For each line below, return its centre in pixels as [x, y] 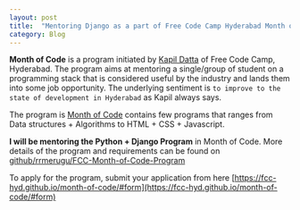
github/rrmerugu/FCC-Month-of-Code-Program [97, 161]
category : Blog [37, 34]
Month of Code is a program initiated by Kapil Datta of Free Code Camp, [142, 60]
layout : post [33, 17]
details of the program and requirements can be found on [115, 151]
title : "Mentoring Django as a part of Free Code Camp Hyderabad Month [147, 26]
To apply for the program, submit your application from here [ [122, 178]
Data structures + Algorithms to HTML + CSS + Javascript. [117, 124]
